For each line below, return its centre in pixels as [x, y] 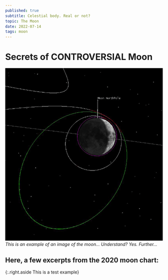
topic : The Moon [22, 21]
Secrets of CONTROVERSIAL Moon [79, 57]
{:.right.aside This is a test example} [42, 272]
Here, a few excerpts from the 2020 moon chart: [82, 260]
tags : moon [16, 32]
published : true [22, 10]
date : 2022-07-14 [23, 26]
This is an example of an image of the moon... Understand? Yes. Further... [81, 244]
